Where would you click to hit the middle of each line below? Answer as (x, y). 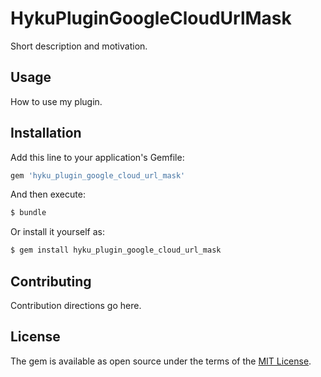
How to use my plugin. (56, 101)
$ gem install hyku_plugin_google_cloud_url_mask (116, 250)
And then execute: (48, 194)
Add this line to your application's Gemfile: (97, 157)
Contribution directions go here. (76, 305)
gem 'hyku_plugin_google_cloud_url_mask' (98, 175)
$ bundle (28, 213)
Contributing (51, 281)
